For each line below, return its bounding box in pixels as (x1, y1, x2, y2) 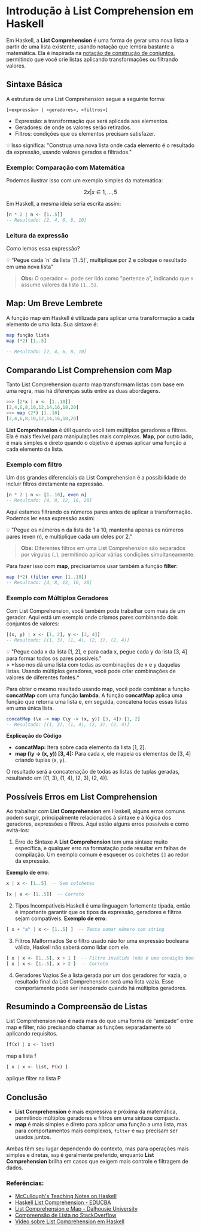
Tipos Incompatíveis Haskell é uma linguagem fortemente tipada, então (14, 902, 191, 909)
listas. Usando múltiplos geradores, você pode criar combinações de (6, 667, 176, 674)
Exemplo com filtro (6, 460, 62, 469)
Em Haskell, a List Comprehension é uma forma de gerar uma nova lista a (6, 36, 188, 44)
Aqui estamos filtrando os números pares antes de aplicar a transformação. (6, 508, 193, 515)
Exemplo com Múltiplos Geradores (6, 594, 109, 602)
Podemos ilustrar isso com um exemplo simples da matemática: (6, 177, 163, 184)
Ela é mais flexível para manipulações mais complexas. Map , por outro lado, (6, 432, 193, 440)
